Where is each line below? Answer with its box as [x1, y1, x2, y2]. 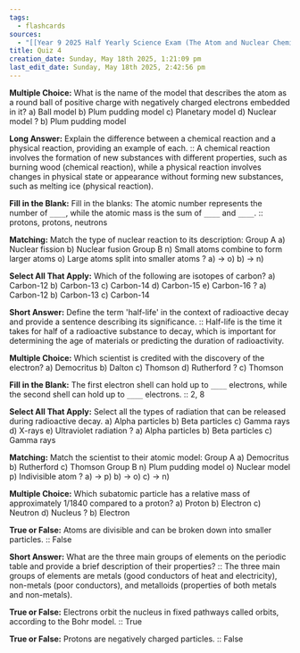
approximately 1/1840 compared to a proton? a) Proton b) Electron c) [9, 498, 262, 508]
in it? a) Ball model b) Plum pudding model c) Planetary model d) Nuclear [9, 106, 277, 117]
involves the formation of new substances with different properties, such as [9, 152, 287, 163]
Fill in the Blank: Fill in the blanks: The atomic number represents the [9, 197, 263, 208]
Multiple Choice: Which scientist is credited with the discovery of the [9, 352, 265, 363]
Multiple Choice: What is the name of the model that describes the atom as [9, 87, 287, 98]
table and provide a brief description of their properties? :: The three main [9, 560, 280, 572]
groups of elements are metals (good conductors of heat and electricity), [9, 570, 278, 581]
